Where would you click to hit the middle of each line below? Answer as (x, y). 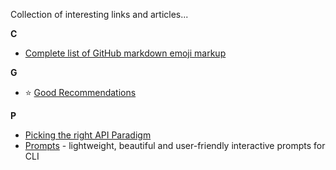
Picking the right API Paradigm (88, 135)
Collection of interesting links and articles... (99, 14)
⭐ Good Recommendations (80, 92)
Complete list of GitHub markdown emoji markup (125, 53)
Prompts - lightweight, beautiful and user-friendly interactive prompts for (175, 145)
